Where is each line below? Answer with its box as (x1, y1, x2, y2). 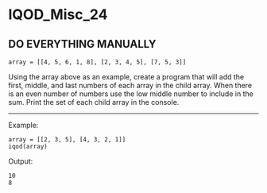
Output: (8, 156, 33, 166)
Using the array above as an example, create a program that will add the (8, 72, 245, 81)
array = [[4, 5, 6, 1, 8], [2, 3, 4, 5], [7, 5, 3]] (8, 58, 187, 66)
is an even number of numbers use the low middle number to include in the (8, 89, 254, 98)
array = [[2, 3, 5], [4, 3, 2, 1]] (8, 136, 126, 144)
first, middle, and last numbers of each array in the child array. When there (8, 81, 253, 90)
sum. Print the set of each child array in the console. (8, 98, 180, 106)
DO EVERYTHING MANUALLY (8, 37, 157, 51)
